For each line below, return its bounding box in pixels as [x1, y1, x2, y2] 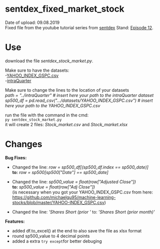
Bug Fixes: [5, 154, 27, 160]
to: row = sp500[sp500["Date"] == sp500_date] [12, 169, 108, 175]
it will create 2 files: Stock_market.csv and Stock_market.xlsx [5, 121, 128, 127]
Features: [5, 218, 25, 224]
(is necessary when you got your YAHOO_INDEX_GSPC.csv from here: [12, 189, 153, 195]
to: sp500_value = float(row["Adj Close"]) [12, 184, 95, 190]
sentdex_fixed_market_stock [5, 3, 124, 15]
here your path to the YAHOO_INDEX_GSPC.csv [5, 102, 101, 108]
